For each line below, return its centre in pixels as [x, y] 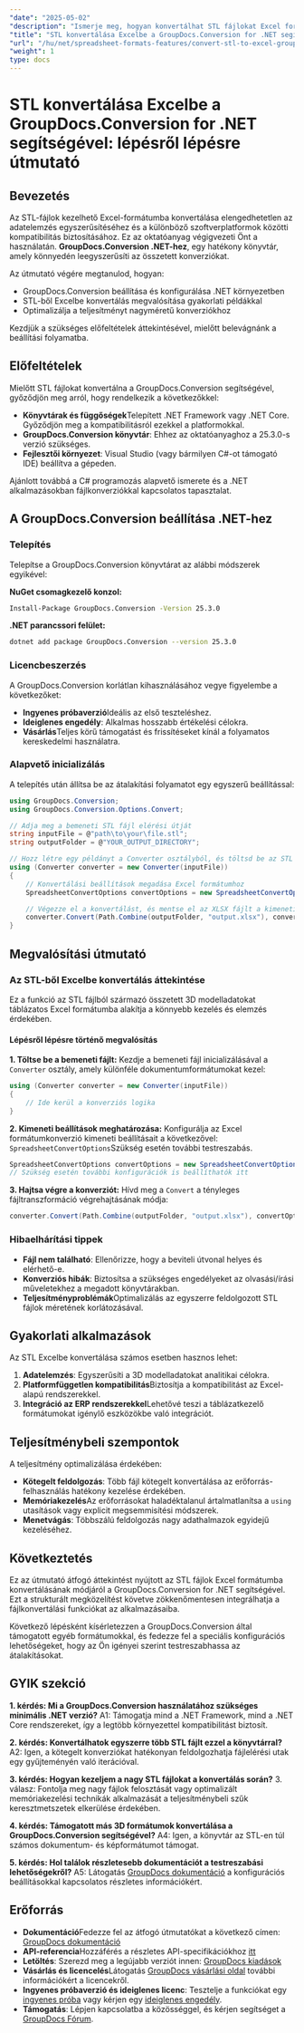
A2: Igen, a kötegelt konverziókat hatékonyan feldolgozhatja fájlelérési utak [149, 1752]
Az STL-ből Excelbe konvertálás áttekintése [107, 979]
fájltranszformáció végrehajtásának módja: [89, 1200]
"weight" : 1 [32, 52]
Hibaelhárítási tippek [56, 1239]
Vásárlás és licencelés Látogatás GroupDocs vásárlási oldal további [149, 1970]
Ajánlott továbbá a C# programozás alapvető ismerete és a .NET [129, 480]
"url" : [22, 43]
